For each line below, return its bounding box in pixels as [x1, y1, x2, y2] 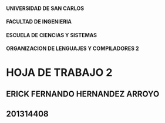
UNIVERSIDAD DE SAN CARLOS [6, 5, 84, 12]
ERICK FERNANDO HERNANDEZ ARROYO [6, 89, 160, 99]
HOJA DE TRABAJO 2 [6, 65, 113, 79]
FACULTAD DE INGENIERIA [6, 18, 72, 25]
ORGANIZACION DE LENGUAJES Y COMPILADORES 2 [6, 45, 139, 52]
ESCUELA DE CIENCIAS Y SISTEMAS [6, 31, 97, 38]
